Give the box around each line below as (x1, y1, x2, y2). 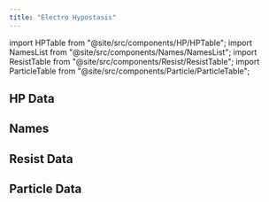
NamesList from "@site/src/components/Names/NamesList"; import (9, 46, 257, 58)
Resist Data (9, 151, 73, 167)
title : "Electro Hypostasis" (9, 12, 117, 22)
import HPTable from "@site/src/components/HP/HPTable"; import (9, 37, 252, 48)
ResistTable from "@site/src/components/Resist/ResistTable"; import (9, 56, 260, 66)
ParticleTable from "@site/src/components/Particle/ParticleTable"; (9, 66, 250, 76)
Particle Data (9, 182, 82, 197)
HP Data (9, 91, 55, 106)
